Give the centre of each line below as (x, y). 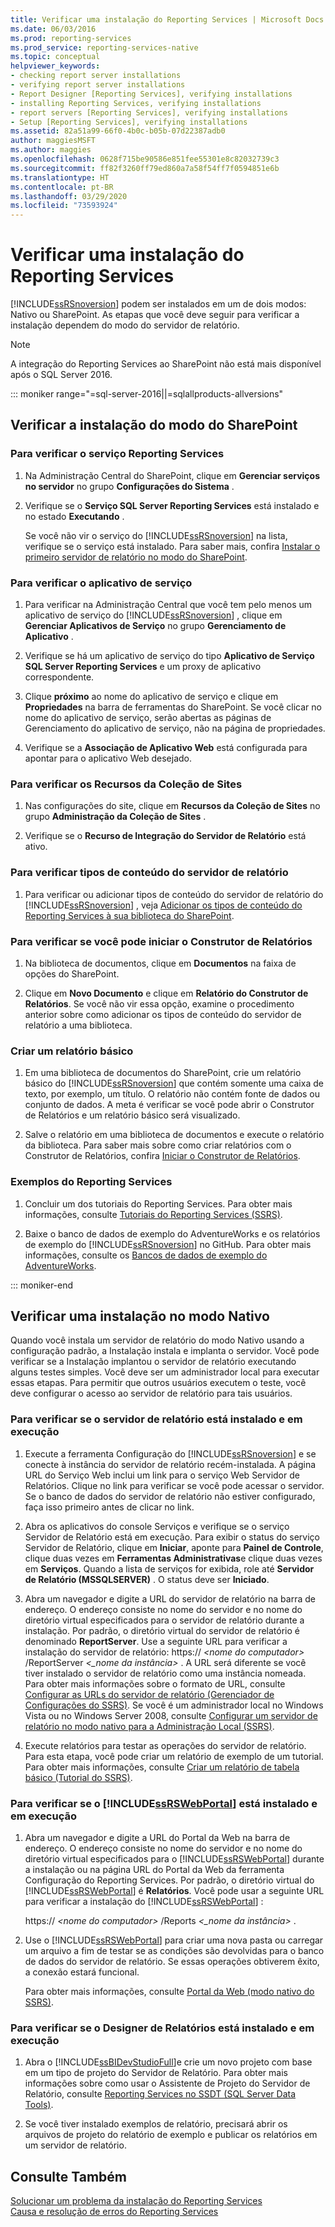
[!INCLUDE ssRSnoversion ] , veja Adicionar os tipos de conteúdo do (163, 905)
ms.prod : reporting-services (71, 38)
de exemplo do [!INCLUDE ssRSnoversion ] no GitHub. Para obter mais (168, 1244)
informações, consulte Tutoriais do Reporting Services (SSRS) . (153, 1214)
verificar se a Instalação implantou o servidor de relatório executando (153, 1362)
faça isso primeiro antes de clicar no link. (109, 1507)
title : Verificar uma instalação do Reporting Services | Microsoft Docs (167, 19)
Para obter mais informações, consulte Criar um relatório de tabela (162, 1767)
